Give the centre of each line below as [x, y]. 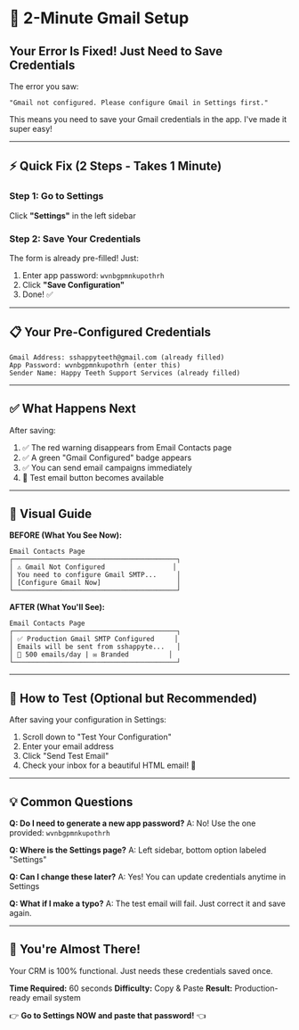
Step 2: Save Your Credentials [75, 238]
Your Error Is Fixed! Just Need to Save [116, 51]
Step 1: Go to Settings [57, 196]
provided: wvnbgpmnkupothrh [60, 833]
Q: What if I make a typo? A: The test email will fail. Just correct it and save [148, 903]
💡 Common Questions [71, 802]
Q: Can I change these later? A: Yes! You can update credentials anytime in [148, 877]
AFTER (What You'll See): [57, 607]
